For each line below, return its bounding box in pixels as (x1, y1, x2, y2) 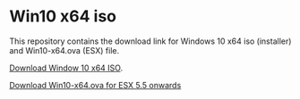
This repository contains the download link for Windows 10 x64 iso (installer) (9, 36, 292, 46)
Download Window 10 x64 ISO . (9, 62, 124, 73)
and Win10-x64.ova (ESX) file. (9, 45, 119, 55)
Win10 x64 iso (9, 6, 116, 27)
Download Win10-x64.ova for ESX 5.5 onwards (9, 79, 182, 90)
